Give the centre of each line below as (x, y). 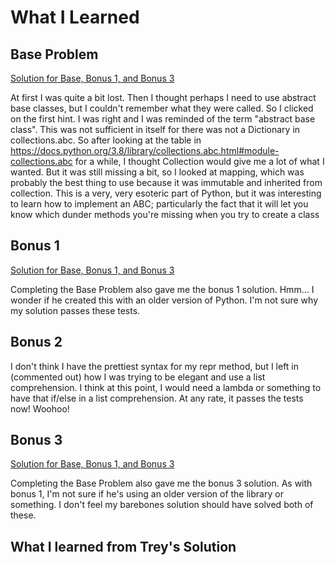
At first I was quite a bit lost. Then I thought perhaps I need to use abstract (163, 97)
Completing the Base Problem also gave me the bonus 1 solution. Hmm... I (162, 289)
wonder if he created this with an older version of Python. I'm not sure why (164, 300)
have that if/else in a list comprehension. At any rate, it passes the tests (157, 398)
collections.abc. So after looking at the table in (106, 140)
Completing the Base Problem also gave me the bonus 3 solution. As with (161, 483)
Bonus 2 (36, 342)
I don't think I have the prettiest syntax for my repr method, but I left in (155, 366)
